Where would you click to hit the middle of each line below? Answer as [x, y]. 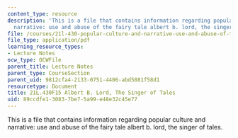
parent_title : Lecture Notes [50, 67]
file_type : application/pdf [49, 40]
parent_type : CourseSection [49, 73]
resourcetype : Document [42, 86]
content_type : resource [42, 14]
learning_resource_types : [45, 47]
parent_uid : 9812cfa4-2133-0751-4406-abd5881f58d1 [84, 80]
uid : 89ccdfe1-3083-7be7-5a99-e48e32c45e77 [73, 100]
